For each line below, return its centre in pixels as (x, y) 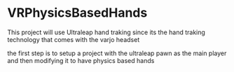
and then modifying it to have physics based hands (81, 60)
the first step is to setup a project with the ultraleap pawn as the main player (117, 53)
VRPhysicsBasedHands (77, 13)
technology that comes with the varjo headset (74, 39)
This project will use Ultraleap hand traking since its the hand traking (106, 32)
